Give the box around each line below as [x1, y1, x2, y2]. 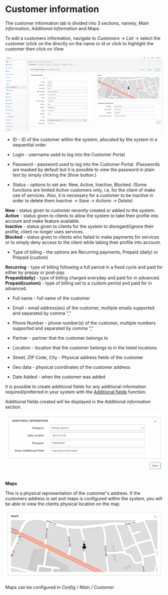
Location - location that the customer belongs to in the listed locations [12, 345, 157, 351]
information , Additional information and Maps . [5, 25, 101, 31]
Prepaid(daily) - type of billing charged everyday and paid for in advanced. [5, 275, 160, 281]
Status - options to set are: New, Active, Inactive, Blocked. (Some [12, 182, 147, 188]
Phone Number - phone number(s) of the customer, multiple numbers [12, 320, 156, 326]
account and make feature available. [5, 218, 80, 224]
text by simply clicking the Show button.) [12, 172, 96, 178]
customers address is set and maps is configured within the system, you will [5, 496, 162, 501]
